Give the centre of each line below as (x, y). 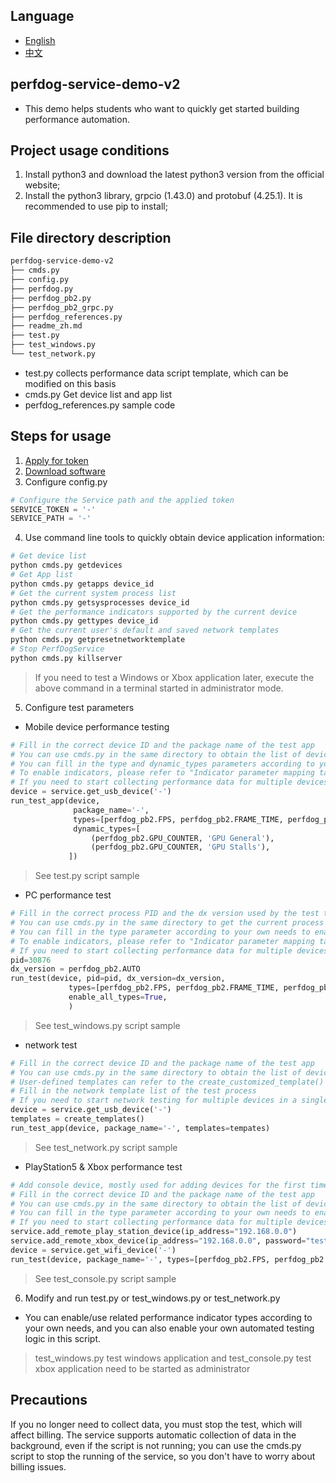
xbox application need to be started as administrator (142, 1368)
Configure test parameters (79, 707)
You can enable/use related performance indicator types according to (168, 1317)
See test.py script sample (87, 876)
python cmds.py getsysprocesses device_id (100, 602)
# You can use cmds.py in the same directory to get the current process (167, 923)
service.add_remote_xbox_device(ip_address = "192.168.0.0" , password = (158, 1241)
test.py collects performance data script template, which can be (156, 373)
